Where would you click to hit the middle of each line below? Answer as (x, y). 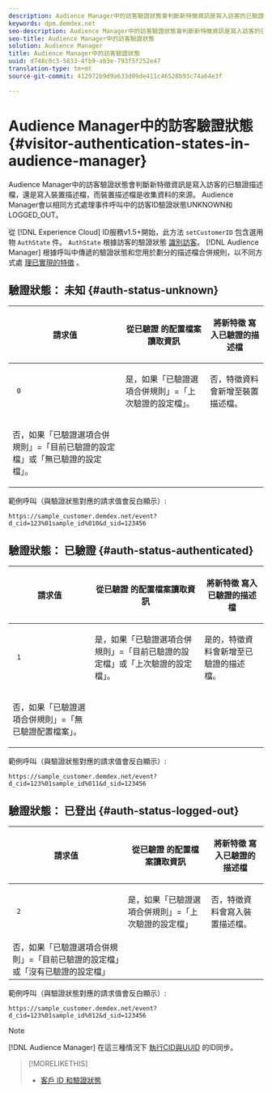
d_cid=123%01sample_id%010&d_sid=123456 (78, 523)
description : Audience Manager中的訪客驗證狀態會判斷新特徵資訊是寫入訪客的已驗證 (136, 16)
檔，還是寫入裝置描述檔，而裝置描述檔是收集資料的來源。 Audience (121, 194)
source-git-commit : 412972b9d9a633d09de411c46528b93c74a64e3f (115, 76)
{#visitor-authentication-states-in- (130, 143)
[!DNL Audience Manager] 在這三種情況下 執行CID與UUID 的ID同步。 (123, 1047)
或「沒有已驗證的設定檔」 (62, 971)
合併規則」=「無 (52, 719)
